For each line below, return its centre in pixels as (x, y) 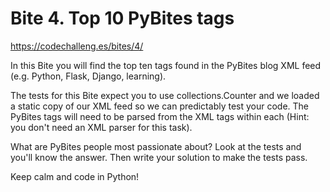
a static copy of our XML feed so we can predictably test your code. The (160, 106)
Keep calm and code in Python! (75, 176)
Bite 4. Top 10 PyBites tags (122, 18)
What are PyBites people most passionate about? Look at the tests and (156, 146)
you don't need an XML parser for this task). (101, 127)
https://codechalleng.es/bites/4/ (77, 46)
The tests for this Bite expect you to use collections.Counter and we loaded (165, 95)
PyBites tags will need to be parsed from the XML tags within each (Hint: (160, 116)
